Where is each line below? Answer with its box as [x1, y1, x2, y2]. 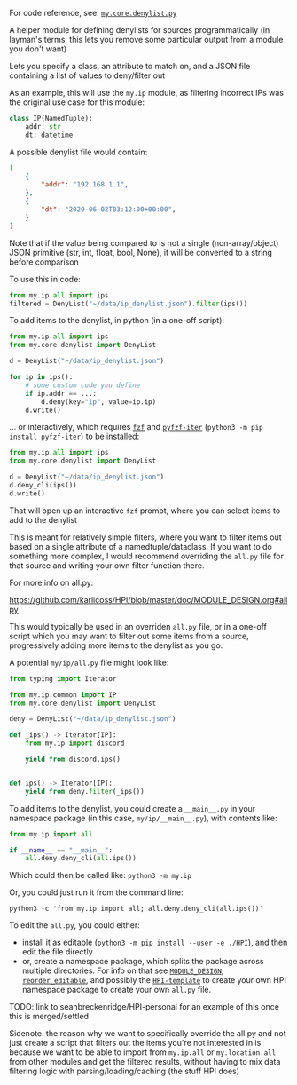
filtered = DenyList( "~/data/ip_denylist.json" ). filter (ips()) [9, 299, 248, 308]
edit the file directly [21, 946, 93, 957]
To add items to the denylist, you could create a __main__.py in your [9, 803, 256, 813]
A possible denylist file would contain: [9, 147, 148, 157]
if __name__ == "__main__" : [9, 845, 113, 855]
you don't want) [9, 44, 67, 54]
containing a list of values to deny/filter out [9, 70, 166, 81]
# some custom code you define [25, 381, 141, 390]
